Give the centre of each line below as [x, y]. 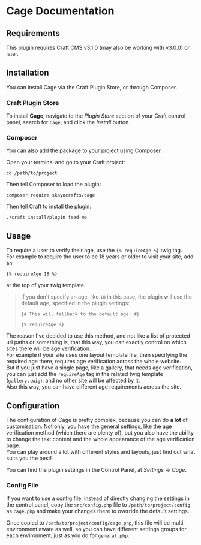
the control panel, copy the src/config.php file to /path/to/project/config [98, 505]
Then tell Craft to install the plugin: [49, 207]
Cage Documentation [61, 11]
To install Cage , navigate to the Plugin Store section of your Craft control [96, 116]
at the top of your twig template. [46, 285]
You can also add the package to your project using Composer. [84, 150]
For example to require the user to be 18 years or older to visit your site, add [100, 257]
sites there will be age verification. [49, 348]
